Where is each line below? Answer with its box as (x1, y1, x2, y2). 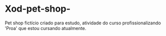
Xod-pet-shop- (5, 3, 71, 15)
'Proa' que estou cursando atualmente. (5, 25, 87, 31)
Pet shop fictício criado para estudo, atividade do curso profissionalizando (5, 20, 161, 26)
